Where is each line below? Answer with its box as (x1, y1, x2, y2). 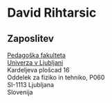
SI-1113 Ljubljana (7, 81, 54, 88)
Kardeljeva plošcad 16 (7, 66, 70, 74)
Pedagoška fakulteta (7, 51, 66, 59)
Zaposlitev (7, 33, 54, 45)
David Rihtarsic (7, 5, 97, 21)
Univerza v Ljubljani (7, 58, 64, 67)
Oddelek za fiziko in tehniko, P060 (7, 73, 105, 81)
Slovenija (7, 88, 33, 96)
